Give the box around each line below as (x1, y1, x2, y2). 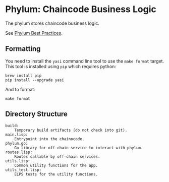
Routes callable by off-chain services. (14, 154, 100, 159)
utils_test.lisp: (5, 167, 42, 172)
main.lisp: (5, 132, 28, 137)
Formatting (5, 44, 41, 53)
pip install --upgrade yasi (5, 77, 65, 83)
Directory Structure (5, 110, 68, 118)
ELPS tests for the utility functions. (14, 171, 98, 177)
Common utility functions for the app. (14, 163, 98, 168)
